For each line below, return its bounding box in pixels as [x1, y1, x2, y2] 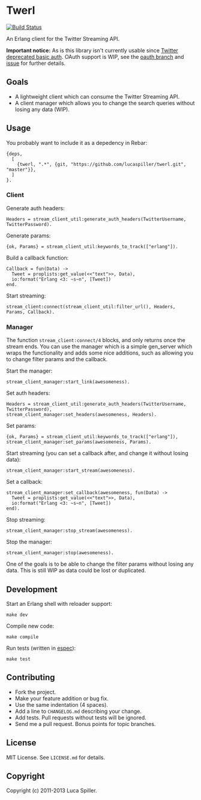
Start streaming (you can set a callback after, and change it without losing [6, 450, 188, 457]
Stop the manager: [6, 539, 52, 546]
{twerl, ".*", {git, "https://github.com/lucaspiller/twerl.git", [17, 161, 187, 167]
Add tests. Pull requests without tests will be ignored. [14, 713, 146, 721]
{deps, [6, 151, 23, 157]
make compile [6, 634, 39, 640]
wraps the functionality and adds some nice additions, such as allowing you [6, 349, 194, 356]
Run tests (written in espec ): [6, 644, 76, 652]
